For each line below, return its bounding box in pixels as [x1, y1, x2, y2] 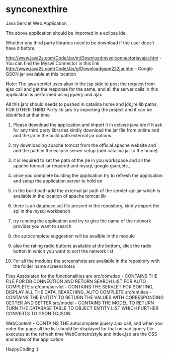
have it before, [6, 45, 36, 51]
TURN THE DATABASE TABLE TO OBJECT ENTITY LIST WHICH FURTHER [6, 305, 159, 311]
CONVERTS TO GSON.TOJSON [6, 310, 71, 316]
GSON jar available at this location [6, 71, 76, 77]
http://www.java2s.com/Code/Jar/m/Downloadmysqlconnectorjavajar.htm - [6, 54, 162, 61]
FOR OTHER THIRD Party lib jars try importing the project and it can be [6, 106, 152, 112]
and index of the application [6, 336, 64, 342]
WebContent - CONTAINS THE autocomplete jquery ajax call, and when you [6, 320, 163, 326]
